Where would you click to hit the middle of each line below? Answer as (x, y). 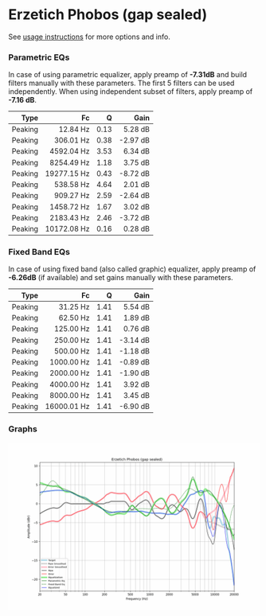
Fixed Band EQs (39, 251)
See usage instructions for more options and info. (90, 37)
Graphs (23, 429)
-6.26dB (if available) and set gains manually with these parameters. (121, 278)
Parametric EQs (39, 57)
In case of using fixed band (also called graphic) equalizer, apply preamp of (132, 269)
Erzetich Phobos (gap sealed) (108, 15)
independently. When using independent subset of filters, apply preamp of (131, 92)
